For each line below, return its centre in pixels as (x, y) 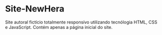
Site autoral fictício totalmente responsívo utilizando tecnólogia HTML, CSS (81, 22)
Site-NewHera (35, 9)
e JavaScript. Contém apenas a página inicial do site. (59, 27)
